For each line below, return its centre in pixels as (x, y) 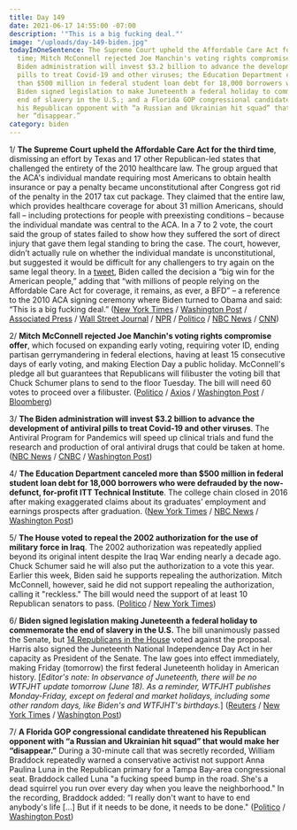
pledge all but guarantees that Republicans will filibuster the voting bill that (145, 373)
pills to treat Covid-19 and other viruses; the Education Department (150, 75)
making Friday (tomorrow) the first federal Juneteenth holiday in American (145, 668)
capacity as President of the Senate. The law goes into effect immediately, (145, 658)
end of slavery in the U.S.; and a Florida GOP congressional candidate (154, 100)
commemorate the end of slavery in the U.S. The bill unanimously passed (145, 630)
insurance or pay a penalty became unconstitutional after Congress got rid (145, 187)
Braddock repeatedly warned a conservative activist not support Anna (137, 760)
